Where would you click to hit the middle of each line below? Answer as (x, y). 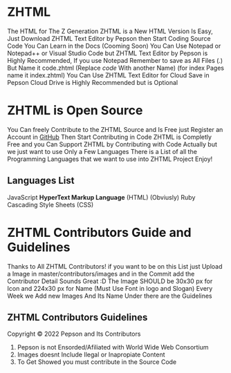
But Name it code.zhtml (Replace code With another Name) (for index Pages (116, 68)
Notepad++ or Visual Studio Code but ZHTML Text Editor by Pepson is (108, 53)
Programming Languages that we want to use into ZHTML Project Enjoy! (110, 159)
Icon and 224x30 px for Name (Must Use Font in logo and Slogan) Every (110, 288)
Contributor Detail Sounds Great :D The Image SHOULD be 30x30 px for (110, 281)
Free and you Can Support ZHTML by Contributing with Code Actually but (112, 144)
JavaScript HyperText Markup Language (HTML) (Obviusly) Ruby (101, 197)
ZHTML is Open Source (75, 111)
